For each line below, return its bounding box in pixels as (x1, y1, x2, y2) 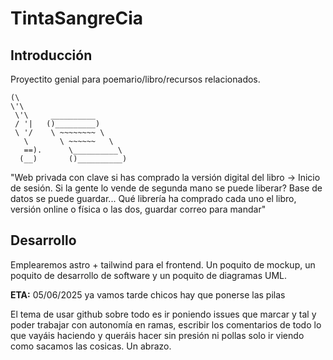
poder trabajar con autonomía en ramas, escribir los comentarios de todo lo (10, 318, 322, 331)
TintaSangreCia (10, 7, 144, 30)
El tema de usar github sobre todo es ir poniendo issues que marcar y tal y (10, 308, 317, 320)
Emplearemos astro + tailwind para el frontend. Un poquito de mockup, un (10, 258, 316, 271)
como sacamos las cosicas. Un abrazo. (10, 340, 172, 352)
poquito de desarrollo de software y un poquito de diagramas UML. (10, 269, 288, 281)
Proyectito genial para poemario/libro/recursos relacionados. (10, 73, 261, 85)
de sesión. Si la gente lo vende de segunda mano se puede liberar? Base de (10, 182, 323, 194)
